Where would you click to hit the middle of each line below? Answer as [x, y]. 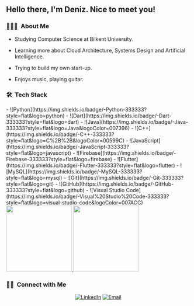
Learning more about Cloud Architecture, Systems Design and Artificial [100, 50]
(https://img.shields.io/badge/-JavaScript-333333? [68, 147]
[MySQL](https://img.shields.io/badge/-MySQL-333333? [74, 171]
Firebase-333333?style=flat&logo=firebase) [59, 159]
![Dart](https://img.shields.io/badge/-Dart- [121, 116]
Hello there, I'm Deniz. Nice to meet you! [81, 10]
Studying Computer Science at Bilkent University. [74, 39]
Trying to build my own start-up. [53, 68]
